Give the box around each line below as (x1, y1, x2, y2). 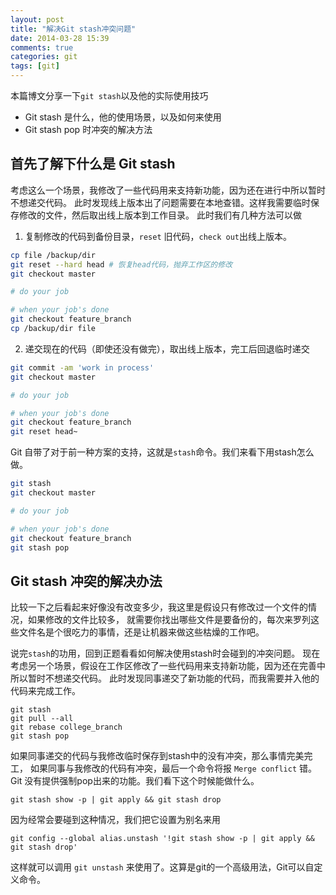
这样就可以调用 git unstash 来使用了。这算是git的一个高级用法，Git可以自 (10, 861, 315, 873)
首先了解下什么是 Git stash (10, 156, 176, 173)
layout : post (10, 14, 65, 25)
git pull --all (10, 714, 74, 724)
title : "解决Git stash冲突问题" (10, 24, 137, 34)
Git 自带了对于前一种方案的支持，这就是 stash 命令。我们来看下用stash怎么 (10, 446, 315, 458)
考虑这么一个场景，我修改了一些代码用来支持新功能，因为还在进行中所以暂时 (10, 184, 326, 196)
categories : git (10, 52, 78, 62)
